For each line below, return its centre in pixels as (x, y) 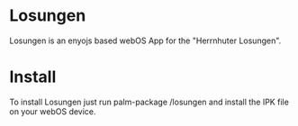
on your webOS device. (53, 111)
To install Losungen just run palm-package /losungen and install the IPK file (149, 102)
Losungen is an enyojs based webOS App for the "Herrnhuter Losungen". (145, 40)
